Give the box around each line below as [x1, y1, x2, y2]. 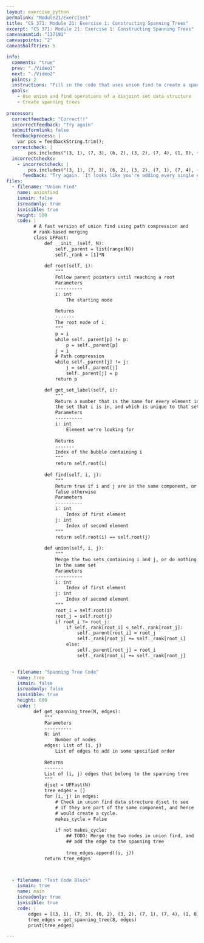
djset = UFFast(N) [44, 782, 91, 788]
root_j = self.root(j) [55, 613, 113, 619]
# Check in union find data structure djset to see [55, 799, 189, 805]
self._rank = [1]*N [55, 252, 104, 258]
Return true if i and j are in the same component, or [55, 483, 197, 489]
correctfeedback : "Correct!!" [12, 116, 88, 122]
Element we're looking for [66, 426, 135, 432]
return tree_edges [44, 855, 91, 862]
